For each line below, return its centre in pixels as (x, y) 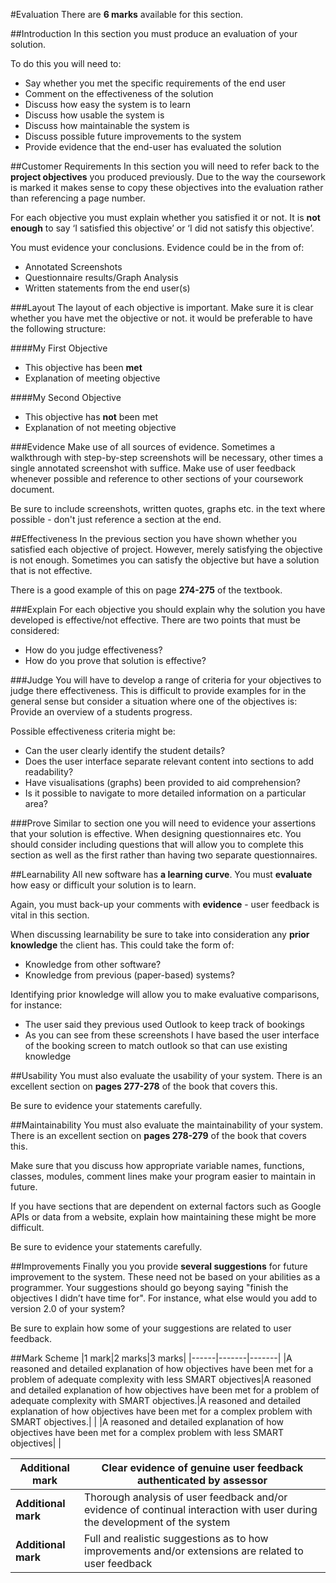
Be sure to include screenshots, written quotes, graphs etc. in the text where (168, 508)
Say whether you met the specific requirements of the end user (155, 83)
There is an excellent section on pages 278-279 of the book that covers (158, 1135)
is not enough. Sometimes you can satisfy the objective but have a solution (165, 560)
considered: (35, 630)
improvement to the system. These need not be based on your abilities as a (165, 1277)
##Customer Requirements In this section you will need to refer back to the (165, 166)
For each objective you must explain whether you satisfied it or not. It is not (165, 217)
